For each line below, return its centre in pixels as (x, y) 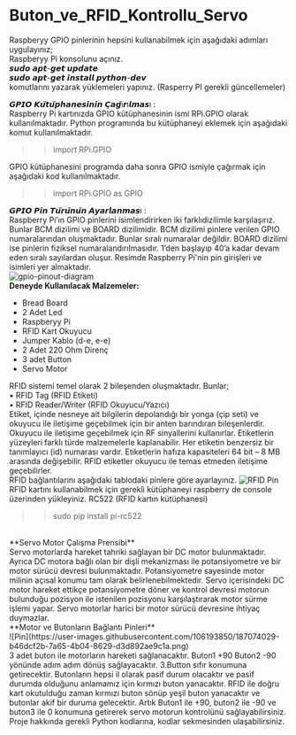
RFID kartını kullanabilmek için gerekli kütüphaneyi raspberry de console (140, 489)
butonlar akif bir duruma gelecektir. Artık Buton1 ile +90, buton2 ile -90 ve (143, 702)
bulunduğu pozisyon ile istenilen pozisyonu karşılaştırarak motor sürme (138, 599)
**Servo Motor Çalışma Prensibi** (72, 542)
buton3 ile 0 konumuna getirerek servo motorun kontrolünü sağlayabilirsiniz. (148, 712)
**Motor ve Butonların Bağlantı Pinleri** (82, 627)
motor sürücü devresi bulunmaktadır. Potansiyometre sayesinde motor (137, 570)
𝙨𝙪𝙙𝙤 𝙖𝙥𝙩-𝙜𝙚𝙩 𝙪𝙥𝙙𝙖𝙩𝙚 (54, 68)
